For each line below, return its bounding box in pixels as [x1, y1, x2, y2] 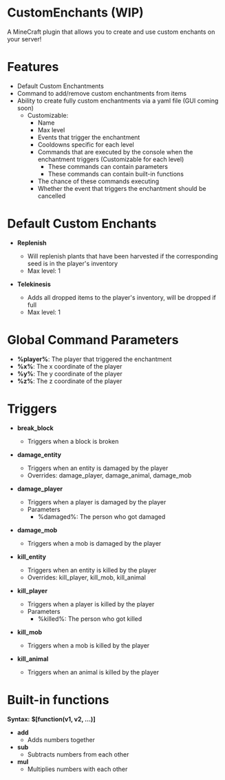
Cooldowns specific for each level [37, 140, 134, 149]
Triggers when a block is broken [27, 437, 119, 445]
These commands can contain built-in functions [47, 170, 184, 178]
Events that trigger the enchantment [37, 133, 140, 141]
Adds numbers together [27, 735, 95, 743]
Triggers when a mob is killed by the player [27, 641, 150, 649]
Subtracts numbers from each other [27, 750, 129, 759]
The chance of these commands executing [37, 177, 160, 185]
